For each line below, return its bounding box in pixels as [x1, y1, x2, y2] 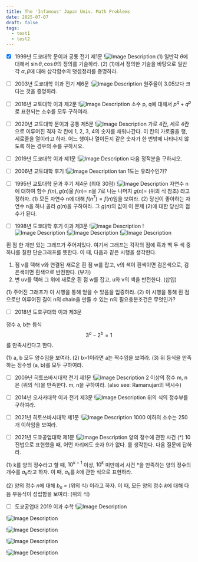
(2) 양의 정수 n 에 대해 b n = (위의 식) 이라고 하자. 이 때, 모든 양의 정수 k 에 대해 [6, 482, 183, 491]
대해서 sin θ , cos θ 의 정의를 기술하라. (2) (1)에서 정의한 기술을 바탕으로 [14, 60, 177, 68]
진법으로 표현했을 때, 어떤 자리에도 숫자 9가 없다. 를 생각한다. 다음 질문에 [14, 441, 181, 448]
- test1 [11, 31, 31, 37]
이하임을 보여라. [21, 421, 58, 428]
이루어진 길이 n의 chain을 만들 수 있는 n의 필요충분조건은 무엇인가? [21, 295, 176, 303]
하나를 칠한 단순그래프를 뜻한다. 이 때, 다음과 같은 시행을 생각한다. [6, 248, 157, 255]
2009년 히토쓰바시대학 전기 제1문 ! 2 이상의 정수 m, [14, 374, 183, 381]
